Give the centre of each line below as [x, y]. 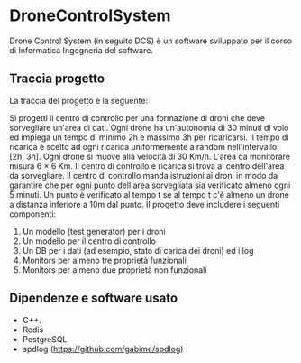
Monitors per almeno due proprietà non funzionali [114, 270]
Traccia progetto [57, 79]
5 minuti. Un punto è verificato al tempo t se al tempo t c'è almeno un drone [150, 194]
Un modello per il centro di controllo [89, 241]
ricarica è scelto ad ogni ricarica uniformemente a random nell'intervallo [143, 146]
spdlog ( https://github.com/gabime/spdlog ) [103, 349]
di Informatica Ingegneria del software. [81, 50]
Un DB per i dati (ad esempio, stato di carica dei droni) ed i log [138, 250]
